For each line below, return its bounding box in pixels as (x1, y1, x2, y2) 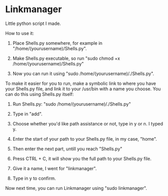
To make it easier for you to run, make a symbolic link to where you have (5, 80, 156, 86)
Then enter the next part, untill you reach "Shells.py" (12, 146, 122, 152)
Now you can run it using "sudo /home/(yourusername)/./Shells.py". (12, 70, 154, 77)
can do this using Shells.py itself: (5, 91, 74, 97)
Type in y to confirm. (12, 175, 56, 181)
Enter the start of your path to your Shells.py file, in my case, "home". (12, 136, 157, 142)
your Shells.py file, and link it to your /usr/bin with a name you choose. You (5, 85, 161, 92)
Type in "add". (12, 111, 43, 117)
